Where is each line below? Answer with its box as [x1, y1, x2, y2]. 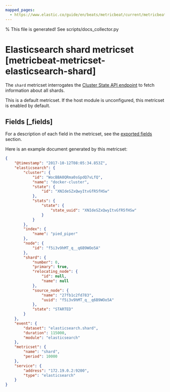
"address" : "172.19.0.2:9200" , [23, 368, 90, 373]
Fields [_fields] [5, 117, 53, 126]
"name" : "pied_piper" [32, 231, 78, 236]
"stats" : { [32, 198, 56, 203]
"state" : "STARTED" [32, 307, 73, 312]
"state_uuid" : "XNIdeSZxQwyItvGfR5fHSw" [50, 207, 137, 213]
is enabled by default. [5, 102, 51, 109]
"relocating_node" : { [32, 269, 78, 274]
